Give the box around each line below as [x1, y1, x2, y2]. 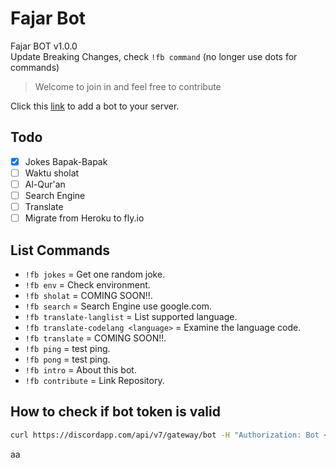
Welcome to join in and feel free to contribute [34, 80, 222, 92]
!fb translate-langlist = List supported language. [24, 310, 238, 322]
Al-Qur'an [24, 178, 66, 190]
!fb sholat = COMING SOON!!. [24, 289, 153, 301]
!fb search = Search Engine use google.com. [24, 300, 212, 312]
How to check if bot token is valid [10, 403, 221, 421]
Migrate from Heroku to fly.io [24, 212, 145, 224]
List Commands [10, 242, 110, 259]
